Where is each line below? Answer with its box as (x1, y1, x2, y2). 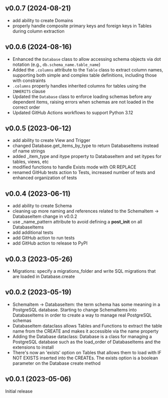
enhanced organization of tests (12, 175, 77, 181)
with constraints (12, 77, 46, 84)
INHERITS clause (12, 88, 46, 94)
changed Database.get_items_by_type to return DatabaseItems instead (12, 143, 159, 149)
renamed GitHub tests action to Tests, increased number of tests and (12, 170, 155, 176)
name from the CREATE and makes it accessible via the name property (12, 328, 159, 334)
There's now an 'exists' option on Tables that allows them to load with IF (12, 349, 162, 355)
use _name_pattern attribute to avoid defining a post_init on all (12, 219, 142, 225)
